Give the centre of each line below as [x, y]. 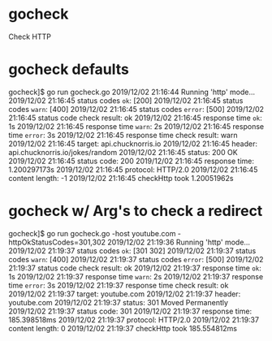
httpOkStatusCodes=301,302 [57, 242]
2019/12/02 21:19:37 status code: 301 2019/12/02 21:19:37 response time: [130, 311]
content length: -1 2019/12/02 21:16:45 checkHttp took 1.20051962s [121, 178]
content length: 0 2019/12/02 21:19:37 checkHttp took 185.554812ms [123, 328]
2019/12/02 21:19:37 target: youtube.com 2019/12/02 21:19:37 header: [125, 294]
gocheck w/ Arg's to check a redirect [136, 211]
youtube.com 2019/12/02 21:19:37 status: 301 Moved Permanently [119, 302]
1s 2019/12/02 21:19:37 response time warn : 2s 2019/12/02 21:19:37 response [136, 276]
